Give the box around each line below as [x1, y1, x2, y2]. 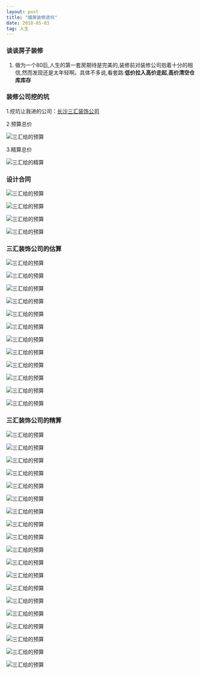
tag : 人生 [6, 25, 29, 32]
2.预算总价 [6, 120, 32, 127]
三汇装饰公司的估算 [6, 244, 62, 253]
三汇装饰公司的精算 [6, 416, 62, 425]
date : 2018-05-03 [6, 20, 50, 26]
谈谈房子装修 [6, 46, 44, 55]
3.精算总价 [6, 145, 32, 153]
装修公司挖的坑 [6, 93, 50, 101]
